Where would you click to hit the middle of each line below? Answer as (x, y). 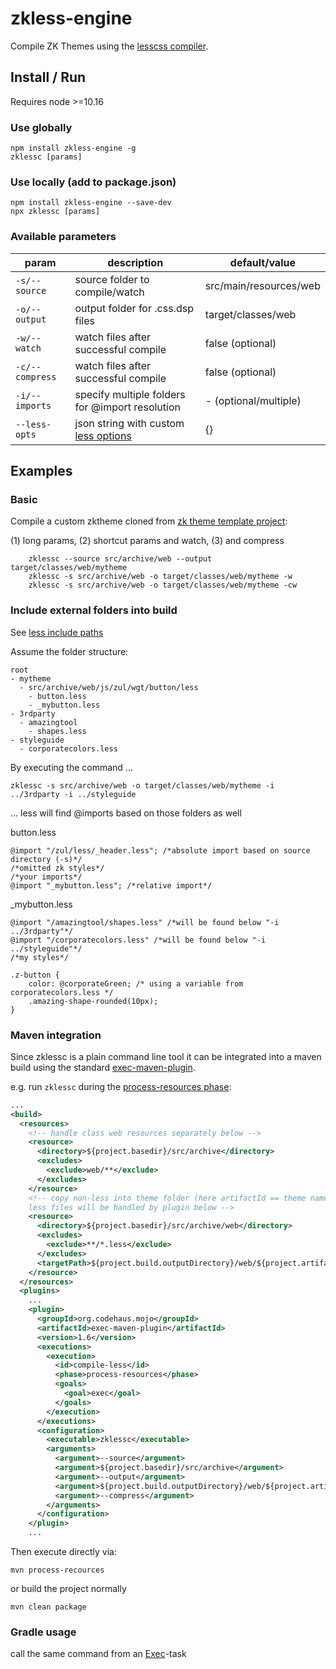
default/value (262, 262)
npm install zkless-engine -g (73, 148)
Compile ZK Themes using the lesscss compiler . (109, 46)
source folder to (112, 279)
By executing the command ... (71, 767)
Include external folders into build (94, 610)
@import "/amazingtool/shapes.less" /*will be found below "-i (145, 922)
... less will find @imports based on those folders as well (126, 813)
